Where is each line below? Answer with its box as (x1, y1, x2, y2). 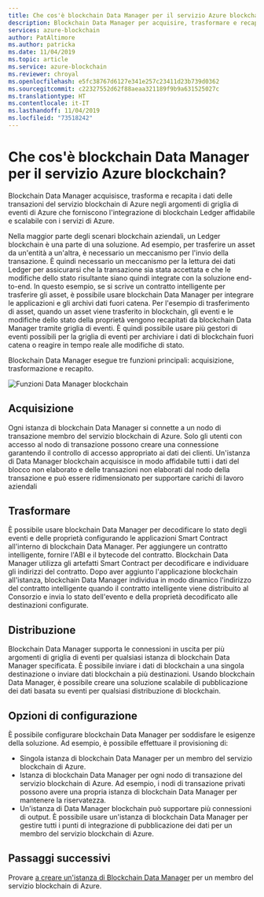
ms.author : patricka (8, 41, 76, 49)
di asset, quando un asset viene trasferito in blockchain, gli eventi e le (8, 307, 234, 316)
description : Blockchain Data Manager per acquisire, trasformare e (8, 19, 237, 27)
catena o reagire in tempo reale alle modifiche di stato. (8, 340, 185, 349)
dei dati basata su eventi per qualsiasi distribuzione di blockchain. (8, 687, 222, 696)
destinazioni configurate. (8, 601, 89, 610)
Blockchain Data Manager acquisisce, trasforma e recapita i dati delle (8, 191, 233, 200)
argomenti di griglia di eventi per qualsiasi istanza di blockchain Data (8, 653, 230, 662)
